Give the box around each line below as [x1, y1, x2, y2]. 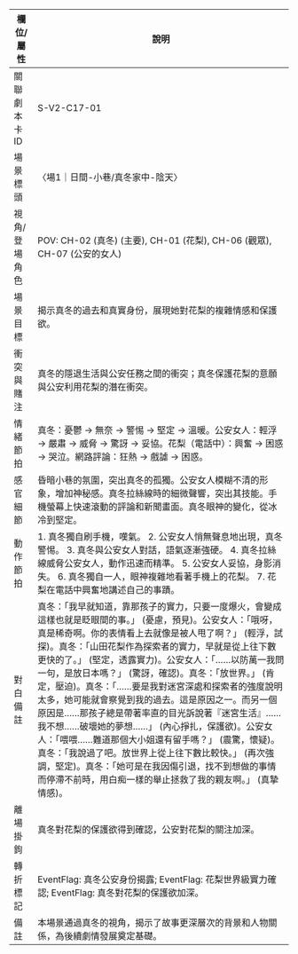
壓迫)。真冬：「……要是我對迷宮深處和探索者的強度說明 [55, 681, 283, 692]
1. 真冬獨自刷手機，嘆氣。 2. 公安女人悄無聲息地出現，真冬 [37, 531, 284, 542]
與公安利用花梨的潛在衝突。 [37, 381, 153, 393]
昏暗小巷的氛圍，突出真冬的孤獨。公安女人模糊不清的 [37, 474, 260, 486]
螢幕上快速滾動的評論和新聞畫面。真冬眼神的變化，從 [46, 501, 269, 513]
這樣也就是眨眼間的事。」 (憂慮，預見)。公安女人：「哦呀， [37, 614, 278, 626]
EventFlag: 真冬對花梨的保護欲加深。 [51, 887, 204, 899]
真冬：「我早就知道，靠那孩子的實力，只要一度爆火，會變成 [37, 601, 282, 612]
